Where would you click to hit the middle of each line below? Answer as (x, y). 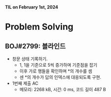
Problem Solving (39, 27)
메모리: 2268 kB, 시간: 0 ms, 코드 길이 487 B (63, 89)
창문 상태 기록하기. (30, 59)
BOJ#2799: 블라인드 (35, 46)
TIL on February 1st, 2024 (32, 7)
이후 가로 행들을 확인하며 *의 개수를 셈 (56, 71)
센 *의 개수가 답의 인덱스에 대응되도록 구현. (60, 77)
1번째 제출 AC (25, 83)
